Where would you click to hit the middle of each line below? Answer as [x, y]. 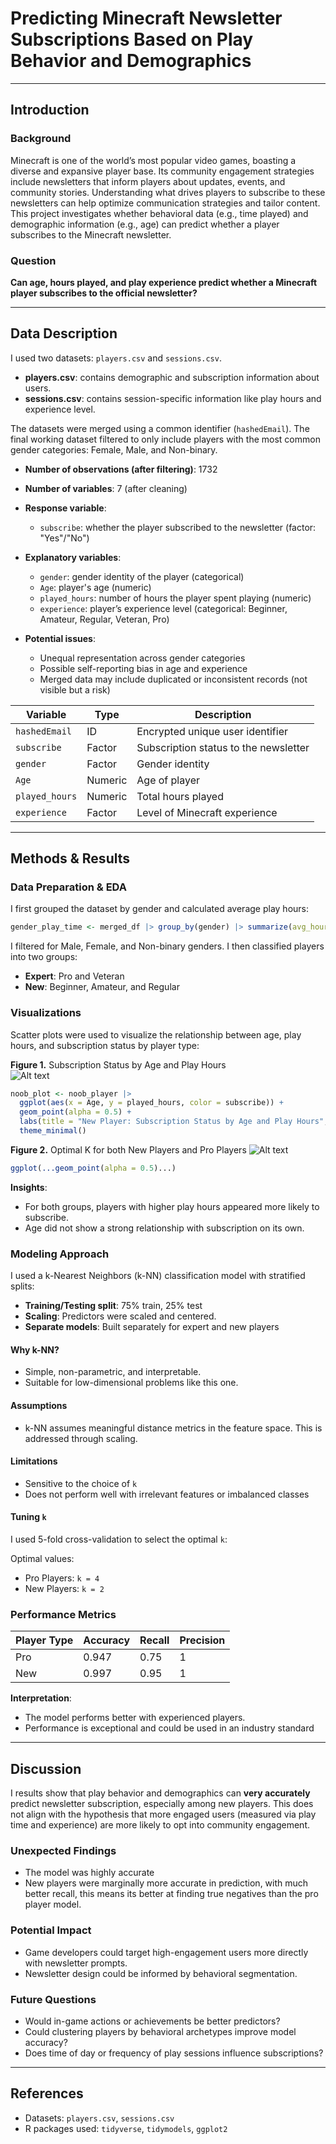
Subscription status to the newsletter [223, 747]
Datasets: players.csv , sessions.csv [99, 2118]
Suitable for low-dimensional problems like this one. [131, 1383]
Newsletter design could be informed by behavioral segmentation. [161, 1973]
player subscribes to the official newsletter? [104, 293]
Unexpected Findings [63, 1850]
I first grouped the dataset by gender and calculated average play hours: [159, 909]
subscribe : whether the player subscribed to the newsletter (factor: [178, 527]
